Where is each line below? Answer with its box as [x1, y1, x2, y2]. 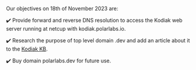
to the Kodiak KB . [6, 45, 48, 52]
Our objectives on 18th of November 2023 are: [6, 5, 119, 12]
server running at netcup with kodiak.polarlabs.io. [6, 25, 126, 32]
